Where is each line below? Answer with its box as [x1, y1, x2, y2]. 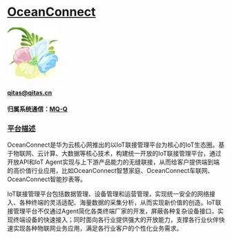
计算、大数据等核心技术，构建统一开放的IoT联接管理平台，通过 [43, 149, 222, 158]
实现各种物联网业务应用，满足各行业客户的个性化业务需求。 [12, 225, 183, 233]
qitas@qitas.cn [7, 88, 52, 96]
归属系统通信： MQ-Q [7, 105, 68, 114]
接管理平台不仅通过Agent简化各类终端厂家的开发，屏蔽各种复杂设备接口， [7, 207, 218, 216]
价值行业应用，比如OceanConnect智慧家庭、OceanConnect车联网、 [19, 167, 214, 175]
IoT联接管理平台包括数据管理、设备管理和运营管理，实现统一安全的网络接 [7, 190, 216, 198]
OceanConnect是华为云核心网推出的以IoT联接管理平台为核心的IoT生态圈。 [7, 141, 219, 149]
